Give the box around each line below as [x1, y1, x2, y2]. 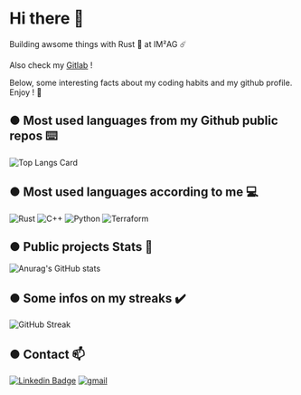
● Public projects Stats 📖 [9, 239, 154, 255]
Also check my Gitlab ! [9, 59, 93, 71]
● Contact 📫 [9, 346, 86, 361]
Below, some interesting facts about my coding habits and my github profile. [9, 77, 293, 88]
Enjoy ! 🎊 [9, 86, 42, 98]
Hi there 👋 [9, 8, 84, 29]
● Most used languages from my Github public [9, 113, 278, 129]
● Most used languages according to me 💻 [9, 185, 259, 200]
